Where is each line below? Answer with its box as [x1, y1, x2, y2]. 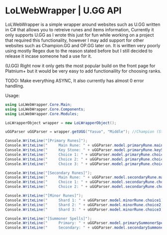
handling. [5, 82, 24, 89]
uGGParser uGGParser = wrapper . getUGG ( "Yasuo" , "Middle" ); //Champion [5, 129, 155, 134]
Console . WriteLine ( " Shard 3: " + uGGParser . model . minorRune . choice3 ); [5, 207, 166, 212]
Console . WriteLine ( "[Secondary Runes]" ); [5, 170, 92, 175]
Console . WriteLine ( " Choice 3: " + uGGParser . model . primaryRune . [5, 161, 153, 166]
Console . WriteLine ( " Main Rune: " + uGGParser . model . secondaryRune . [5, 175, 159, 180]
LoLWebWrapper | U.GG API [5, 5, 122, 16]
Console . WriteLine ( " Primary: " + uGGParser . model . [5, 221, 123, 226]
